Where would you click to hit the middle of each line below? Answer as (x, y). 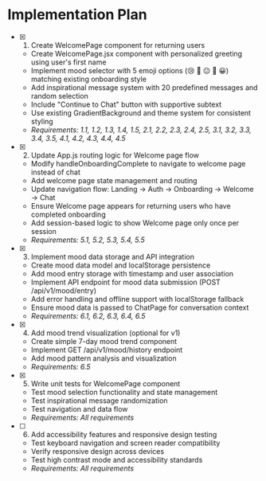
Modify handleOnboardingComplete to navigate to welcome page (138, 163)
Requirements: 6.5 (61, 366)
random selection (59, 96)
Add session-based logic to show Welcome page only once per (135, 223)
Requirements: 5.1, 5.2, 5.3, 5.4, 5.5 (88, 240)
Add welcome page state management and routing (114, 180)
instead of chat (55, 172)
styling (42, 121)
